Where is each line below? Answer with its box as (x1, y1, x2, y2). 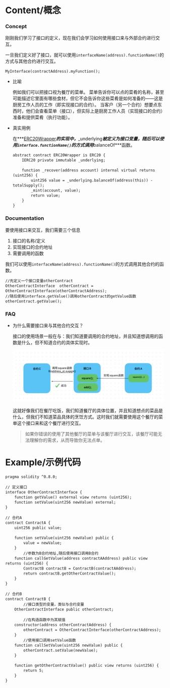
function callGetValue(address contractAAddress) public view (14, 556, 148, 561)
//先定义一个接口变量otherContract (5, 278, 73, 283)
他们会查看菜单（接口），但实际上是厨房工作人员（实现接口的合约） (26, 108, 163, 114)
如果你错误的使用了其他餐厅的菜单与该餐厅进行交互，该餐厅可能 (25, 431, 158, 437)
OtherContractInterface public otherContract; (14, 607, 114, 612)
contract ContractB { (5, 597, 51, 602)
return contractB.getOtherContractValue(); (23, 571, 116, 576)
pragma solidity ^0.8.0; (5, 474, 58, 479)
